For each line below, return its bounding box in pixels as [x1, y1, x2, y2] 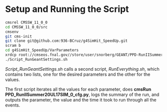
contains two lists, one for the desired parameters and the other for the [5, 71, 151, 77]
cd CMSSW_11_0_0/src [5, 24, 48, 29]
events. [5, 102, 20, 108]
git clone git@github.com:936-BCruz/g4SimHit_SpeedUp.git [5, 38, 128, 43]
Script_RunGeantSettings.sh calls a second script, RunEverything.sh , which [5, 66, 160, 72]
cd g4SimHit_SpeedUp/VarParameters [5, 48, 79, 53]
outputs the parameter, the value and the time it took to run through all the [5, 97, 157, 103]
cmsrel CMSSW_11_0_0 [5, 20, 48, 25]
